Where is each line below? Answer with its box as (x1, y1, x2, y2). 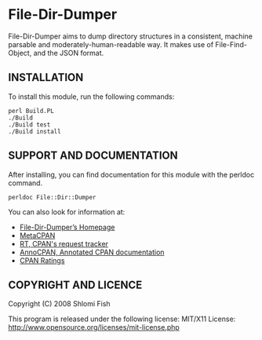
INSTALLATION (8, 71, 84, 84)
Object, (8, 48, 32, 57)
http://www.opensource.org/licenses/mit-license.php (8, 323, 180, 332)
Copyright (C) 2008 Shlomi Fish (8, 299, 111, 309)
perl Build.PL (8, 107, 55, 115)
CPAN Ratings (19, 255, 65, 265)
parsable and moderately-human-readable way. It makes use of (8, 39, 214, 49)
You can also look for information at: (8, 207, 126, 217)
